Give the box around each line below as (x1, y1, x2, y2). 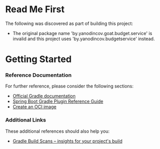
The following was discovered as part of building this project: (5, 20, 134, 26)
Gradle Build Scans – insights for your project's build (12, 138, 123, 144)
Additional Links (5, 116, 46, 124)
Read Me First (5, 4, 65, 15)
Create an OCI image (12, 104, 57, 110)
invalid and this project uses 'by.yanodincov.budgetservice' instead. (12, 36, 155, 42)
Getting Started (5, 53, 72, 65)
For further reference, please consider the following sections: (5, 83, 134, 90)
